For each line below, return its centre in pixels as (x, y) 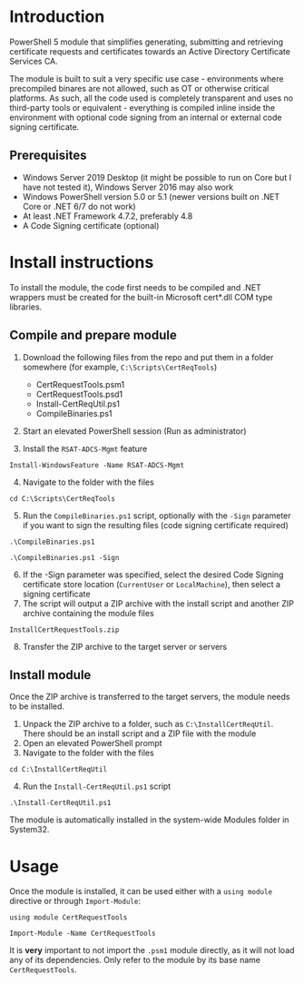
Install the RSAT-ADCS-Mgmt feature (85, 448)
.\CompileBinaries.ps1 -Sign (64, 557)
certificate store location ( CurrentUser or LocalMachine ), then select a (152, 584)
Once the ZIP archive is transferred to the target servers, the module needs (150, 697)
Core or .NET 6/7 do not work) (79, 206)
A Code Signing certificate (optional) (91, 225)
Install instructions (82, 262)
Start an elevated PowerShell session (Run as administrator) (134, 431)
